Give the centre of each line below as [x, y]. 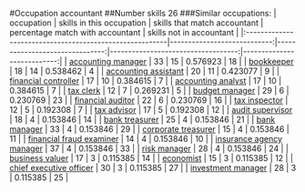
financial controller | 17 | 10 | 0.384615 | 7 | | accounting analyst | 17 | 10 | [146, 81]
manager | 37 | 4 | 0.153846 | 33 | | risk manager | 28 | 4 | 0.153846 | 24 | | [149, 148]
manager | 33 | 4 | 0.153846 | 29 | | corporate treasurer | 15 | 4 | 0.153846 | [149, 129]
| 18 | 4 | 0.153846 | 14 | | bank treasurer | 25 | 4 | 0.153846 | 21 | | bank [142, 119]
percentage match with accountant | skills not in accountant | [124, 32]
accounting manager [108, 61]
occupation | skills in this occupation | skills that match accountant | [137, 23]
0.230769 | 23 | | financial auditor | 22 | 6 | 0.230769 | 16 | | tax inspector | [149, 100]
